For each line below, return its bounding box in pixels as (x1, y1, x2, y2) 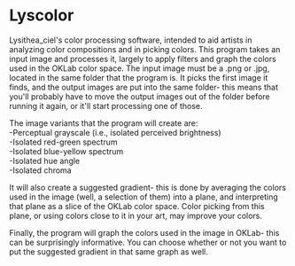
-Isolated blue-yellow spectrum (9, 145, 124, 156)
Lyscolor (9, 5, 74, 26)
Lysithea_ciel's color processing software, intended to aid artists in (9, 35, 252, 45)
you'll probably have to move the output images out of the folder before (9, 90, 270, 102)
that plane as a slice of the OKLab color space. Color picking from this (9, 200, 265, 211)
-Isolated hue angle (9, 155, 81, 166)
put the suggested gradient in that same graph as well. (9, 246, 208, 257)
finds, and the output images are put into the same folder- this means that (9, 82, 279, 92)
